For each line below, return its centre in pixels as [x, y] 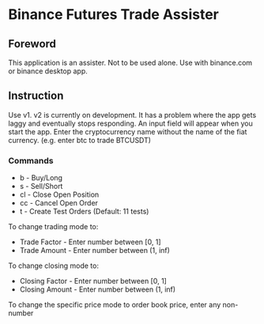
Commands [31, 160]
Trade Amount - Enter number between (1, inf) [94, 251]
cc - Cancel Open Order [59, 203]
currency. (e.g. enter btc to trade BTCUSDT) [80, 140]
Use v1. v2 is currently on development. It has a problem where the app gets [132, 115]
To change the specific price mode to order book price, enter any [115, 305]
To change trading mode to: [53, 227]
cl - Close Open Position [59, 194]
